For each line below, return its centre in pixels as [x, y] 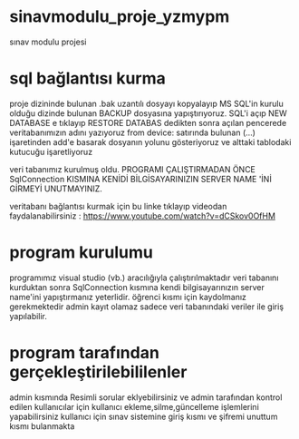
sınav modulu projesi [48, 42]
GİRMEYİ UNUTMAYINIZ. [56, 189]
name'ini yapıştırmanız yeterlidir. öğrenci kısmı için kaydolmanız [128, 297]
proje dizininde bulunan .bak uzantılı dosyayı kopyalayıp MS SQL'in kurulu [146, 103]
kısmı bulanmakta [42, 426]
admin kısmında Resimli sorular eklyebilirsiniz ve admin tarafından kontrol [146, 397]
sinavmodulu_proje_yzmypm [120, 17]
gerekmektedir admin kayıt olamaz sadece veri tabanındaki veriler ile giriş [146, 307]
